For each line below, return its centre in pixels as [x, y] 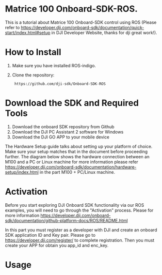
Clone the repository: [33, 75]
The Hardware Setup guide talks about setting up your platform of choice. [79, 146]
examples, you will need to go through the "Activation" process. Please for [79, 210]
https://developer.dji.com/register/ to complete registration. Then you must [80, 240]
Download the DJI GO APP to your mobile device [61, 137]
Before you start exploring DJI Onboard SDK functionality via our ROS [75, 205]
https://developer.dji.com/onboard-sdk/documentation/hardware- [71, 167]
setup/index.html [22, 172]
